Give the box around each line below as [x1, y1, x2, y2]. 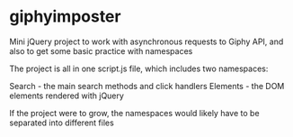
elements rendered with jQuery [9, 90, 124, 101]
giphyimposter [9, 6, 121, 27]
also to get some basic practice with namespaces [9, 45, 193, 56]
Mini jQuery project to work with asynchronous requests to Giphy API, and [9, 36, 284, 47]
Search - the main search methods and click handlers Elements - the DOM [9, 80, 285, 91]
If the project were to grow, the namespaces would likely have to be [9, 107, 260, 118]
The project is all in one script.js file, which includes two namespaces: [9, 63, 269, 74]
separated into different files [9, 117, 114, 128]
